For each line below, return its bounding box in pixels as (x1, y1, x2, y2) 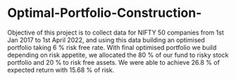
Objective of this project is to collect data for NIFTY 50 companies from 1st (7, 28, 224, 37)
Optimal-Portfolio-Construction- (7, 5, 202, 21)
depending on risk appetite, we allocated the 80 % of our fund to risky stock (7, 51, 229, 59)
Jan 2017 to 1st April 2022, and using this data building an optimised (7, 35, 206, 44)
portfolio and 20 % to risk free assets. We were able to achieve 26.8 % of (7, 58, 221, 66)
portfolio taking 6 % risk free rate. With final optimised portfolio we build (7, 43, 217, 51)
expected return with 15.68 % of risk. (7, 66, 115, 74)
